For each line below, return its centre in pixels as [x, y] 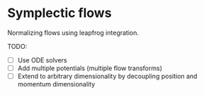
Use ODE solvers [42, 60]
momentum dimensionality [56, 84]
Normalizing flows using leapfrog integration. [73, 33]
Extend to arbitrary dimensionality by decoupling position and [107, 77]
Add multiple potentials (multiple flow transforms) [90, 68]
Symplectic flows [59, 13]
